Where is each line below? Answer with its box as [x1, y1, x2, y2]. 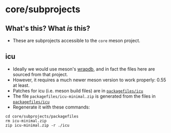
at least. [12, 82, 30, 88]
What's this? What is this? [5, 24, 90, 33]
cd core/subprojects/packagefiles [5, 114, 79, 119]
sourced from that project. [12, 71, 68, 77]
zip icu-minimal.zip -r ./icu [5, 123, 70, 128]
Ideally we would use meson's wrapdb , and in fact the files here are [12, 65, 155, 72]
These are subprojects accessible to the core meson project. [12, 37, 140, 43]
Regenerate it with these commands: [12, 104, 90, 110]
